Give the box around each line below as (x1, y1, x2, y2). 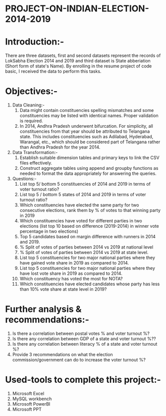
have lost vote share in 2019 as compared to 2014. (19, 270, 122, 276)
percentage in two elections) (19, 228, 78, 234)
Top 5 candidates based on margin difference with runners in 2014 (19, 234, 156, 240)
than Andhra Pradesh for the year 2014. (19, 144, 101, 150)
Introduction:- (5, 36, 64, 48)
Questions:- (12, 176, 37, 182)
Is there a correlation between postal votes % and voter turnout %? (12, 330, 150, 336)
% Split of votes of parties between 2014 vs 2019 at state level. (19, 250, 149, 256)
